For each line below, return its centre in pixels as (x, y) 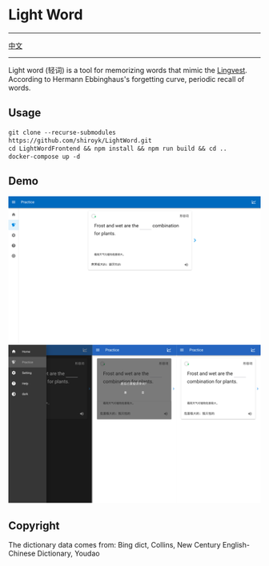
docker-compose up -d (44, 157)
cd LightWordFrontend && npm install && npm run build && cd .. (118, 149)
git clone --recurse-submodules (62, 132)
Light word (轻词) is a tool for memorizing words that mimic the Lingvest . (128, 70)
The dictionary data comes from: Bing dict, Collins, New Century (115, 545)
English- (236, 545)
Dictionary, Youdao (68, 554)
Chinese (22, 554)
